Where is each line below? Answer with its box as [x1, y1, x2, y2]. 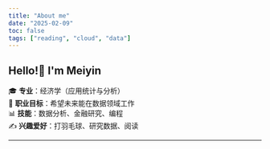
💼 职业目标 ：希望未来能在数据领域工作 [8, 99, 135, 108]
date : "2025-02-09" [8, 19, 74, 27]
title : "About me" [8, 11, 70, 20]
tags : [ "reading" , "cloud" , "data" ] [8, 34, 131, 42]
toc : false [8, 26, 45, 34]
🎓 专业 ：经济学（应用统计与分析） [8, 86, 125, 96]
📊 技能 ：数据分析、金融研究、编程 [8, 109, 123, 119]
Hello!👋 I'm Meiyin [8, 63, 102, 77]
